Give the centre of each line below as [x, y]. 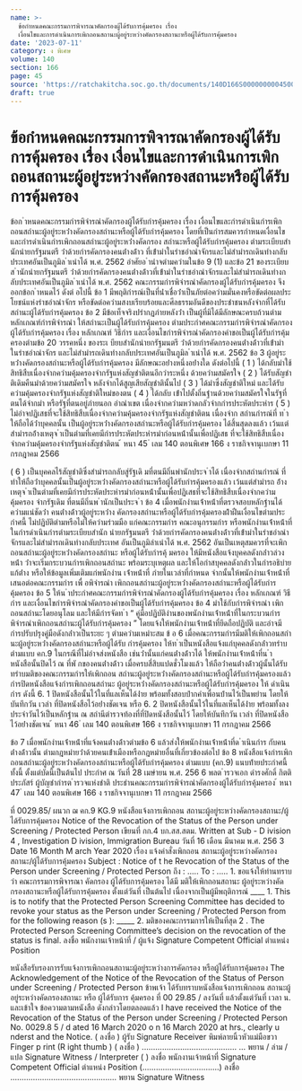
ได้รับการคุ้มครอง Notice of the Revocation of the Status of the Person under [144, 821]
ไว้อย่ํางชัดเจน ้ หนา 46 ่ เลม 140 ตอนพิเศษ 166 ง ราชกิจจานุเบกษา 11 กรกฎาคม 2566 [141, 725]
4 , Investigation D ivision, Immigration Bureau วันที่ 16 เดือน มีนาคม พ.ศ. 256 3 [147, 841]
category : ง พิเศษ [41, 51]
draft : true [32, 92]
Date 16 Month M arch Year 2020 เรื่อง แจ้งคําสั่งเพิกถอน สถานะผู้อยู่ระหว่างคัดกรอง [144, 851]
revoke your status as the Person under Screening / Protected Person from [148, 911]
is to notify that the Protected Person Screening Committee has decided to [147, 902]
